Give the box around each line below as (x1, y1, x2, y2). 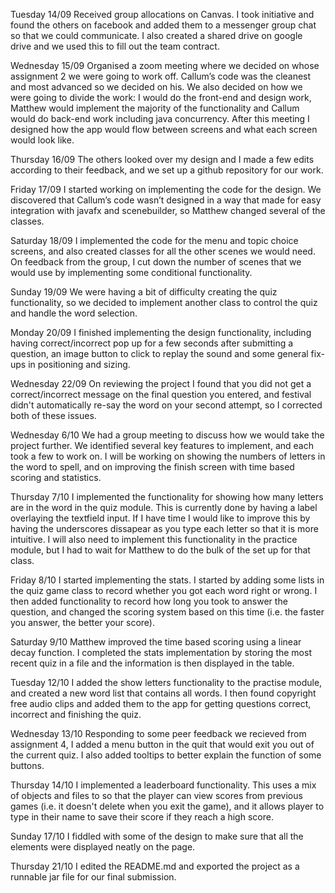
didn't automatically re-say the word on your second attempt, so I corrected (10, 399, 323, 411)
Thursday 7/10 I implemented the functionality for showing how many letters (10, 491, 324, 503)
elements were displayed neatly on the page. (10, 841, 196, 853)
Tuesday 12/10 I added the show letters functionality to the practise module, (10, 677, 323, 688)
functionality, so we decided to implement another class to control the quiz (10, 297, 318, 308)
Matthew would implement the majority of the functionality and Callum (10, 102, 300, 114)
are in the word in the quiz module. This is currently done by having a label (10, 502, 318, 513)
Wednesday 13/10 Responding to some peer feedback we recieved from (10, 728, 307, 739)
